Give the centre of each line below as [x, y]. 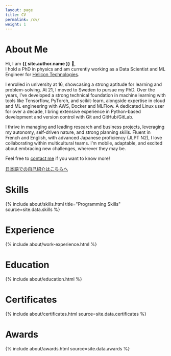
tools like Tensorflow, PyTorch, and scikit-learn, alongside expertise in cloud [85, 101]
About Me [27, 50]
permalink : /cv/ [22, 19]
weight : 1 [16, 24]
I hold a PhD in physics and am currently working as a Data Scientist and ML [86, 69]
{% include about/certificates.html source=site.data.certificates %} [76, 314]
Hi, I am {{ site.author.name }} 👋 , [40, 64]
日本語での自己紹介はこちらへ [36, 169]
